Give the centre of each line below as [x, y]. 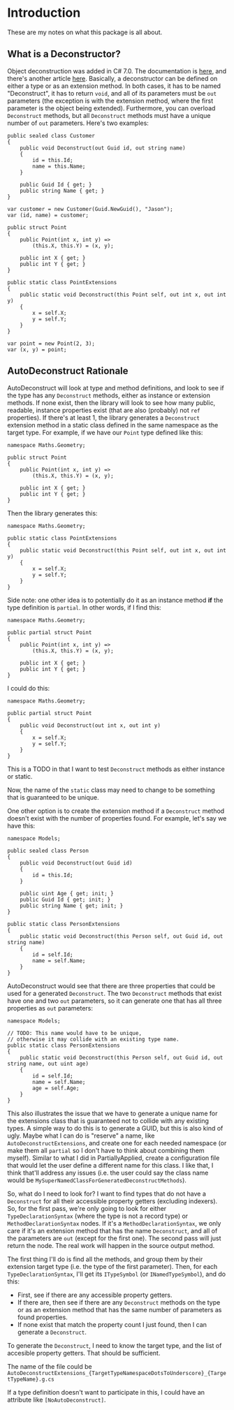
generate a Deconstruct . [52, 1332]
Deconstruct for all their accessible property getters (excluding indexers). [112, 1201]
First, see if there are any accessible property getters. [95, 1295]
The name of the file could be [50, 1366]
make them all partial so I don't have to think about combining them [106, 1150]
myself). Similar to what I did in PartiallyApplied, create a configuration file [114, 1158]
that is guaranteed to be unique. [53, 797]
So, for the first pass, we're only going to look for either [87, 1208]
